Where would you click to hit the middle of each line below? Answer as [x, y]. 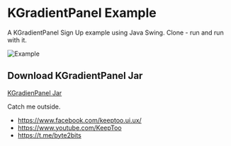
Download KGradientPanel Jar [75, 76]
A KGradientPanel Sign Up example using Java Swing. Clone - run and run [116, 32]
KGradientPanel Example [82, 13]
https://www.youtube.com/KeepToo [69, 128]
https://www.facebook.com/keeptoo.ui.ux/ [79, 120]
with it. [17, 39]
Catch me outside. [34, 107]
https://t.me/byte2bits [49, 135]
